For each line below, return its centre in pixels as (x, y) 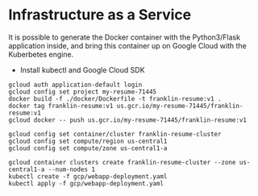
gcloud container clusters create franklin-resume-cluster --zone (122, 162)
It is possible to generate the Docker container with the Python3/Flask (124, 37)
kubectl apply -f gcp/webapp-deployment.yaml (86, 183)
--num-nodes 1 (71, 169)
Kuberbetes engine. (41, 54)
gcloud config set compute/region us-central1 (88, 141)
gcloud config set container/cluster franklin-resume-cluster (115, 134)
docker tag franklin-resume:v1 (61, 106)
